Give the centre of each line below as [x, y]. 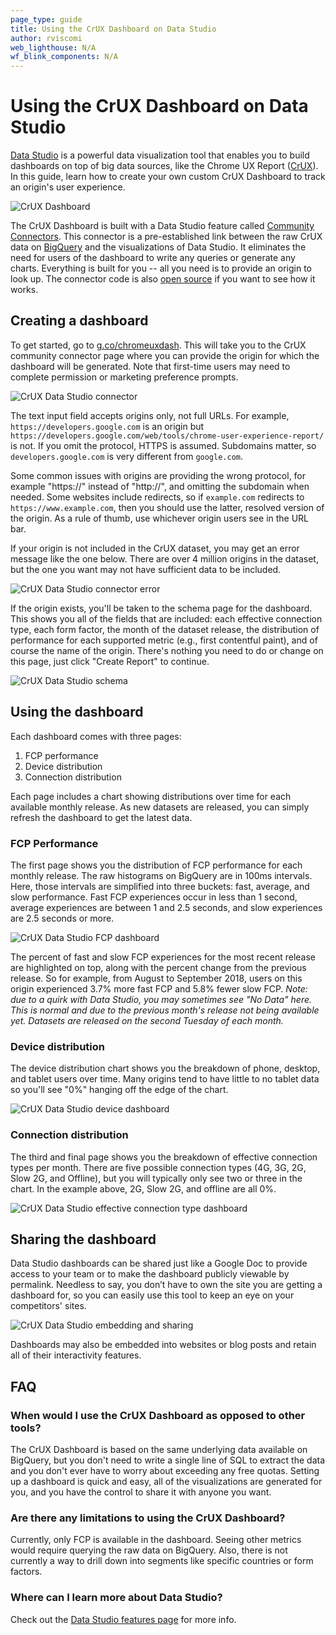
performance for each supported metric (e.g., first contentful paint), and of [164, 640]
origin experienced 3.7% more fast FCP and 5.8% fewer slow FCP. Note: [159, 988]
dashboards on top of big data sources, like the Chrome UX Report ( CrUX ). [164, 166]
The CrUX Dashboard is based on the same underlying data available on [159, 1450]
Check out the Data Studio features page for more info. [123, 1619]
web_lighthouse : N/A [53, 47]
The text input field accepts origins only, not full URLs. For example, [150, 415]
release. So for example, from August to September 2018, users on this [156, 978]
